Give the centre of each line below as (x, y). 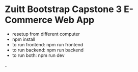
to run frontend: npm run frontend (48, 44)
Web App (75, 20)
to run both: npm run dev (38, 55)
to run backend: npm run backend (48, 50)
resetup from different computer (46, 34)
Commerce (29, 20)
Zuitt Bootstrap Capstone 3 (63, 9)
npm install (24, 39)
